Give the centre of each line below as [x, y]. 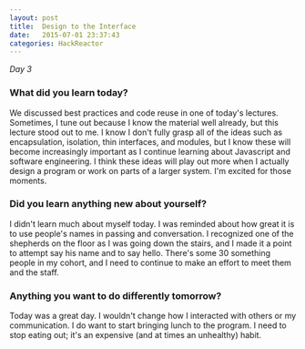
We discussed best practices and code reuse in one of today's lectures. [144, 113]
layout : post [34, 18]
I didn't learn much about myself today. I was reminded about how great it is [152, 223]
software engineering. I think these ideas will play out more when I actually [149, 161]
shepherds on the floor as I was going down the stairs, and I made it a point [151, 243]
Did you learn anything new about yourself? [108, 204]
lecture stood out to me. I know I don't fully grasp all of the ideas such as [146, 132]
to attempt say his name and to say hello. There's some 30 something [140, 252]
